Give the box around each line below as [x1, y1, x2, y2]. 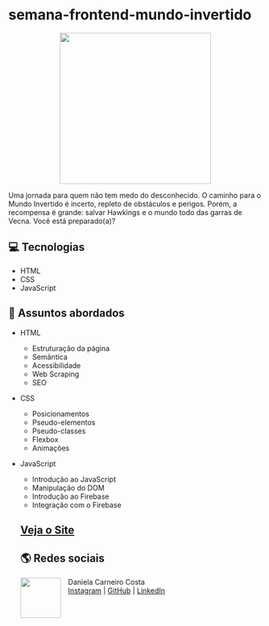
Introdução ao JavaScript [31, 474, 117, 484]
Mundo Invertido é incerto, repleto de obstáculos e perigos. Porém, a [8, 199, 238, 209]
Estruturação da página [31, 343, 110, 353]
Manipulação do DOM [31, 483, 105, 492]
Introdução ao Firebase [31, 491, 110, 501]
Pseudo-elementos [31, 417, 96, 427]
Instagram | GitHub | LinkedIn [68, 586, 165, 595]
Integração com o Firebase [31, 500, 122, 509]
